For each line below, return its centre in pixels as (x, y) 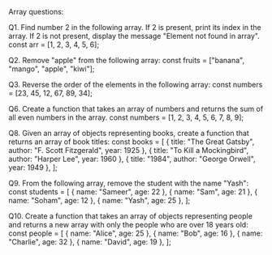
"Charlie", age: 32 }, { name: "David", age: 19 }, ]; (90, 242)
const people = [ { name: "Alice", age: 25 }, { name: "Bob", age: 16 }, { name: (136, 233)
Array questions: (36, 12)
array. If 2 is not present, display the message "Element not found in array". (134, 36)
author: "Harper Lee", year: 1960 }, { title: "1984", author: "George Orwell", (132, 159)
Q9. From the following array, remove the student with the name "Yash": (129, 183)
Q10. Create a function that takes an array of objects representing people (131, 216)
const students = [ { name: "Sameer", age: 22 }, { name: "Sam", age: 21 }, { (133, 192)
